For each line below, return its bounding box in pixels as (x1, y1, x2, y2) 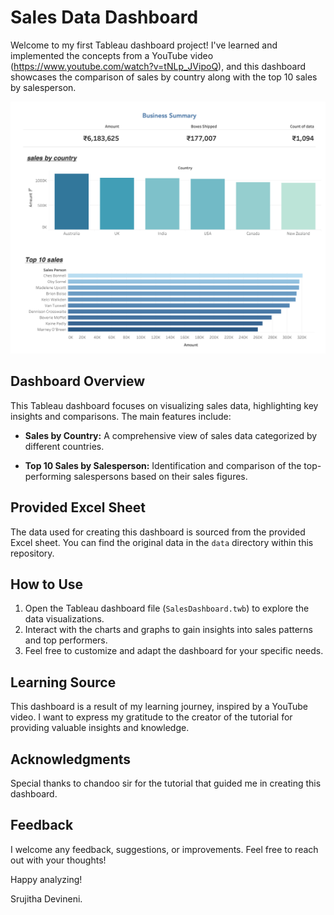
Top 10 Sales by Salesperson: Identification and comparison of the (24, 459, 302, 471)
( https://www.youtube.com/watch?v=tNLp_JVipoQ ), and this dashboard (10, 60, 307, 72)
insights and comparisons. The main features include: (10, 410, 232, 422)
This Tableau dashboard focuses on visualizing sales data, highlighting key (10, 399, 319, 411)
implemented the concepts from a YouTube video (10, 49, 214, 61)
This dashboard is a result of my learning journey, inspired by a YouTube (10, 701, 308, 713)
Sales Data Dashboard (10, 6, 199, 29)
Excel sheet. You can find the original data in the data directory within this (10, 536, 314, 548)
